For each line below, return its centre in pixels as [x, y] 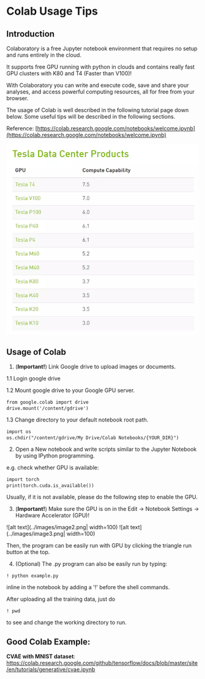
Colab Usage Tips [52, 11]
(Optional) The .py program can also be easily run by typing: [91, 564]
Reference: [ [22, 128]
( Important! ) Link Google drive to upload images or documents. [95, 367]
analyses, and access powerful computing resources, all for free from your [100, 92]
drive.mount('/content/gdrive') [47, 409]
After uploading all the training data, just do [61, 599]
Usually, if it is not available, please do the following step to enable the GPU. [102, 497]
